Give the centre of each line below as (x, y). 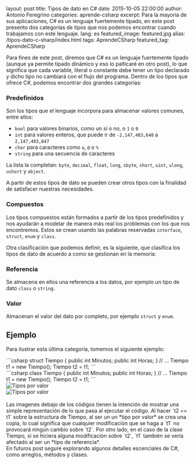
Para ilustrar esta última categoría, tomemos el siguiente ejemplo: (85, 349)
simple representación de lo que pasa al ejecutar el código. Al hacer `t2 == (97, 411)
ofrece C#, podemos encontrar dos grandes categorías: (74, 83)
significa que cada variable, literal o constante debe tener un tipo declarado (98, 70)
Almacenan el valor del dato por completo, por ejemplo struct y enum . (90, 316)
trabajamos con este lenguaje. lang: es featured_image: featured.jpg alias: (96, 34)
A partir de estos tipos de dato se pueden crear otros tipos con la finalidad (96, 183)
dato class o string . (31, 288)
